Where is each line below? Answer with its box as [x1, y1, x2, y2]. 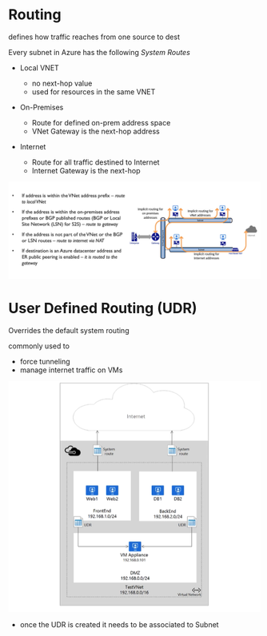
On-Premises [19, 102, 64, 112]
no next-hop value [31, 78, 93, 88]
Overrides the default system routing [8, 325, 130, 335]
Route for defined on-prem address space [31, 117, 171, 127]
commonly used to [8, 341, 70, 351]
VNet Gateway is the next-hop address [31, 126, 160, 136]
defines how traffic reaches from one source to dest [8, 32, 180, 42]
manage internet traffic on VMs [19, 365, 123, 375]
